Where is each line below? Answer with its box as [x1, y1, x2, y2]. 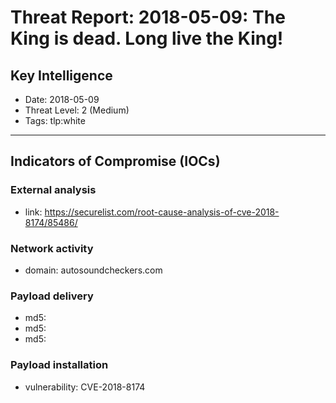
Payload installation [10, 358, 109, 372]
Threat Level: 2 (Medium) [24, 104, 130, 116]
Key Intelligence [10, 67, 113, 84]
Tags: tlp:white [24, 115, 86, 126]
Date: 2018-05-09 [24, 94, 100, 105]
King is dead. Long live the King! [10, 27, 284, 50]
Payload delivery [10, 289, 94, 303]
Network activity [10, 241, 94, 255]
